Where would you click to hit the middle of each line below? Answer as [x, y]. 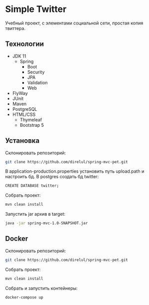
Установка [22, 141]
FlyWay [20, 93]
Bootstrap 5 [32, 125]
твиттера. [15, 28]
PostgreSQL [25, 109]
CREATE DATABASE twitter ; [32, 186]
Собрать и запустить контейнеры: [42, 288]
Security [36, 72]
